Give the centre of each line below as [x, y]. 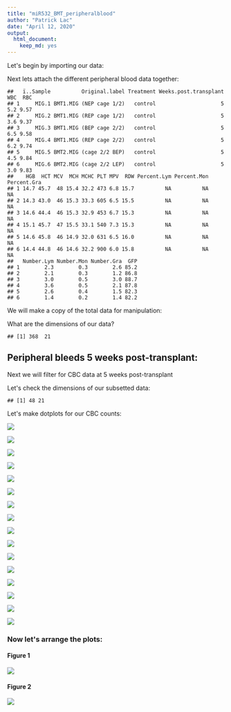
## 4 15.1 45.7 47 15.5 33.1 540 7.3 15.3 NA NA [108, 225]
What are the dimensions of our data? [61, 324]
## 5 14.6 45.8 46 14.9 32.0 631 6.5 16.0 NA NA [108, 237]
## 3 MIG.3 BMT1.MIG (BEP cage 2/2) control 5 [116, 128]
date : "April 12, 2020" [41, 26]
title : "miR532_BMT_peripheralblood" [62, 14]
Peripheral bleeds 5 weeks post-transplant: [103, 358]
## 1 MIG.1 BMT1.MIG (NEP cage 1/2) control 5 [116, 104]
